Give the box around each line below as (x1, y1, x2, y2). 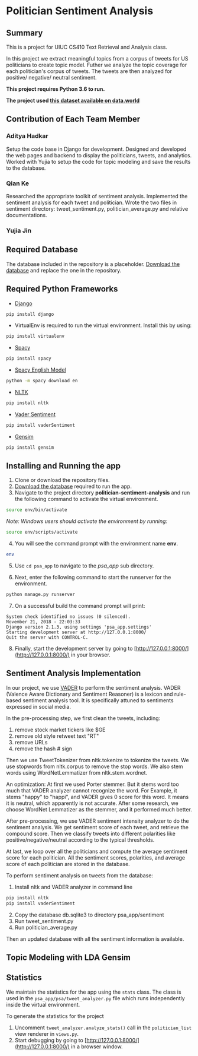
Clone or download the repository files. (14, 477, 111, 484)
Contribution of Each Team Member (6, 114, 141, 124)
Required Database (6, 245, 79, 255)
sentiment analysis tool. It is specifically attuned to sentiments (22, 696, 174, 704)
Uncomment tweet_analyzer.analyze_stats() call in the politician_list (14, 1024, 192, 1031)
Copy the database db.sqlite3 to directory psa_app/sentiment (14, 911, 164, 918)
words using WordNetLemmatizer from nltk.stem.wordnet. (6, 769, 148, 776)
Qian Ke (6, 179, 30, 188)
